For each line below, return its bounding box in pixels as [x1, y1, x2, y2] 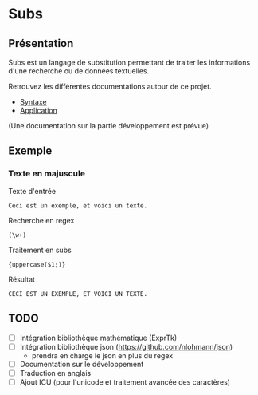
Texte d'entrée [8, 186, 57, 196]
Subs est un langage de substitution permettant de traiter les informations [8, 57, 251, 67]
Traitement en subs [8, 245, 72, 255]
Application [19, 105, 58, 115]
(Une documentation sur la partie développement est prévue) [8, 121, 209, 130]
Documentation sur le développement [19, 359, 144, 369]
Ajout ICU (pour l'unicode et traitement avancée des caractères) [19, 377, 231, 387]
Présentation [8, 37, 74, 50]
